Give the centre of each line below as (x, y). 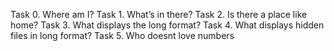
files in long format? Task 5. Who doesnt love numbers (122, 35)
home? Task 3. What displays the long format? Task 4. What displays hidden (167, 25)
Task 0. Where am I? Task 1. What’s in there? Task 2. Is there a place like (159, 14)
